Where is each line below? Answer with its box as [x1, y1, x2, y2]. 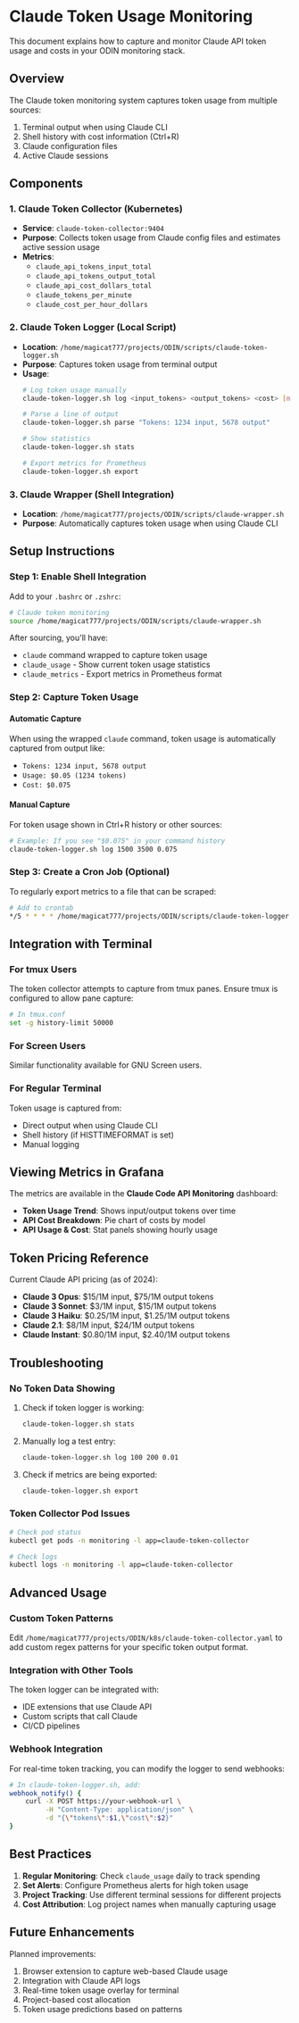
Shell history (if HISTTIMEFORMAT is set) [21, 1129, 174, 1140]
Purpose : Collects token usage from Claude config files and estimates [21, 232, 281, 243]
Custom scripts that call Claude [21, 1711, 138, 1722]
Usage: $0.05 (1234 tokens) [21, 770, 127, 780]
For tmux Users [9, 962, 78, 975]
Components [9, 176, 83, 191]
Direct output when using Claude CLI [21, 1120, 158, 1130]
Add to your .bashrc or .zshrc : [9, 591, 121, 602]
